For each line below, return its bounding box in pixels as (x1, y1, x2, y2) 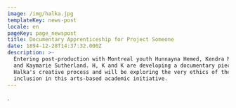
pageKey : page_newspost (7, 29, 77, 37)
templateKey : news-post (7, 17, 77, 24)
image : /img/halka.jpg (7, 10, 74, 17)
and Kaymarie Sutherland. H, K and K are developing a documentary (13, 62, 216, 69)
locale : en (7, 23, 39, 30)
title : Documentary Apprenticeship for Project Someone (7, 36, 174, 43)
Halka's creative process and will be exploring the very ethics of (13, 68, 218, 75)
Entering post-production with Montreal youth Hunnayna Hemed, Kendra (13, 56, 225, 63)
